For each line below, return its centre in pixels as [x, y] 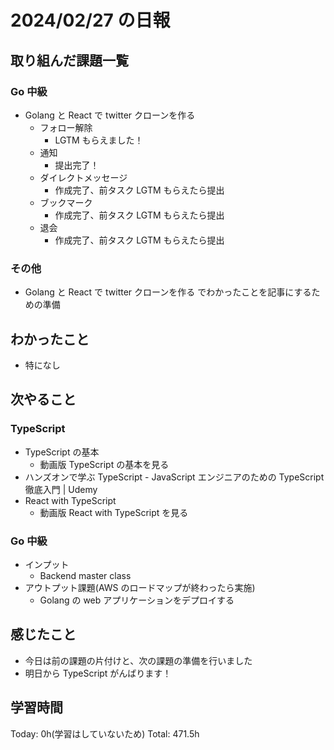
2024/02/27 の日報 [90, 20]
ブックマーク [66, 202]
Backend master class [85, 575]
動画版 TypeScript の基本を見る [104, 464]
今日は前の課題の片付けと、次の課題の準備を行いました [138, 660]
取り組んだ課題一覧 [69, 60]
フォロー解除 [66, 127]
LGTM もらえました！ [99, 140]
